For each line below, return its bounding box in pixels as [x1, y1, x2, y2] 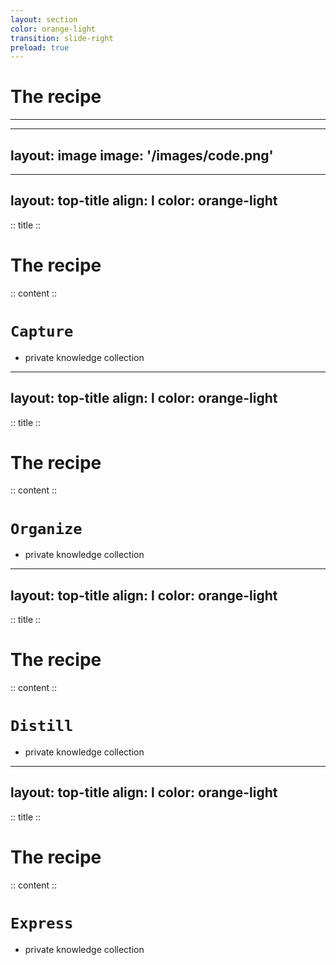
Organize [10, 519, 83, 538]
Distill [10, 717, 74, 736]
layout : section [10, 14, 78, 25]
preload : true [10, 42, 70, 53]
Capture [10, 322, 74, 341]
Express [10, 914, 74, 933]
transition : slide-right [10, 33, 114, 43]
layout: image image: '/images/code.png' [10, 147, 274, 164]
